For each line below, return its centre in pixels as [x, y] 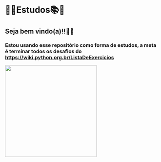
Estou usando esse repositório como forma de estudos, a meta [81, 45]
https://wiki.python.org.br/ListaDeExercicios [60, 57]
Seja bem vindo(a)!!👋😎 [40, 31]
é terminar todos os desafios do [43, 51]
